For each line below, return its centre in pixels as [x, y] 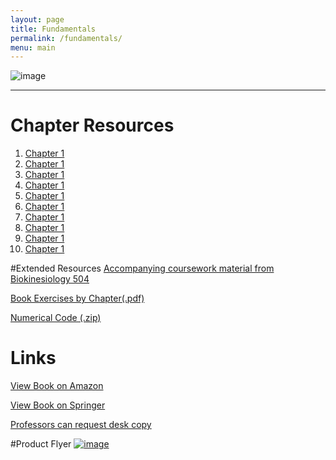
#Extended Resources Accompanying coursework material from [142, 268]
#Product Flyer [41, 444]
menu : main [33, 47]
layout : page [37, 19]
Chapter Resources [92, 125]
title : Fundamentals [53, 29]
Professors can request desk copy [81, 425]
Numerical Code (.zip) [56, 318]
